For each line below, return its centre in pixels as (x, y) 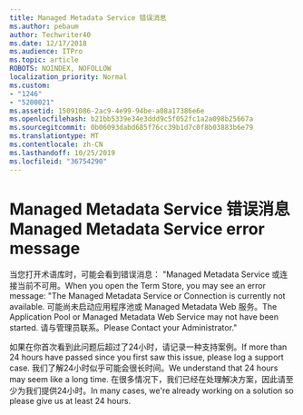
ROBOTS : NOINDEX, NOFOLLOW (60, 69)
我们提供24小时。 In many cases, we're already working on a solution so (159, 390)
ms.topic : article (44, 60)
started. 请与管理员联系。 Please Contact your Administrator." (123, 328)
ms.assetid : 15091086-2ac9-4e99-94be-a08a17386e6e (107, 111)
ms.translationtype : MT (54, 136)
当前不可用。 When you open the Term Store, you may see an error (141, 286)
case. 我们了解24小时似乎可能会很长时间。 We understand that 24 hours (144, 368)
